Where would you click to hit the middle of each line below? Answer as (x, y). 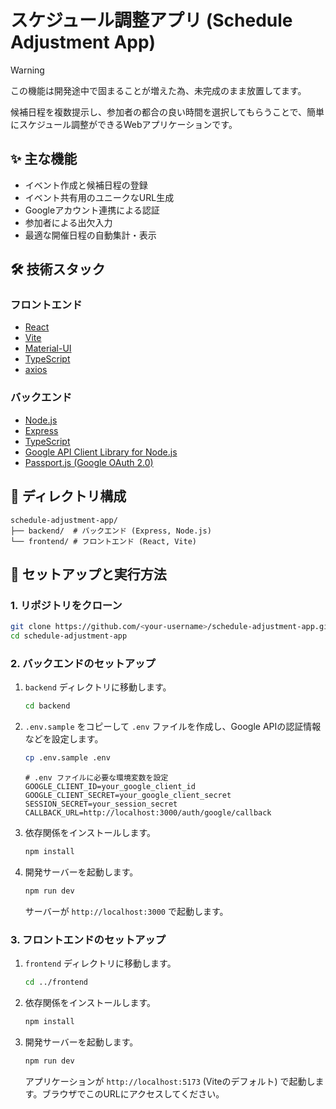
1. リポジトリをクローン (66, 605)
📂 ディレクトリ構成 (68, 496)
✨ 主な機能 (44, 159)
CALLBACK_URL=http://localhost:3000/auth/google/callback (148, 813)
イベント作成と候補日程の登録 (86, 185)
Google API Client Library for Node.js (101, 452)
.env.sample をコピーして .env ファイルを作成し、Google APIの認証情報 (173, 727)
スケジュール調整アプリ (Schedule (151, 20)
